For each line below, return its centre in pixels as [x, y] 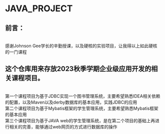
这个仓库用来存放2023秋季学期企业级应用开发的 [78, 69]
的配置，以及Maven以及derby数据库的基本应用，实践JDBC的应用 [71, 102]
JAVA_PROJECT [39, 9]
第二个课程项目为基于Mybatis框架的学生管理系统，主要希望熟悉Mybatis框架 [82, 108]
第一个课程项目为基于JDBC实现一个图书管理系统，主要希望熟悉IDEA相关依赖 [83, 96]
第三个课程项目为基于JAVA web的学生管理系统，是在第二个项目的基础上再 [80, 120]
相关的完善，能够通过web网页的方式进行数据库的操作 [63, 127]
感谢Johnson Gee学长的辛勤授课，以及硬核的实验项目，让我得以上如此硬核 [81, 46]
